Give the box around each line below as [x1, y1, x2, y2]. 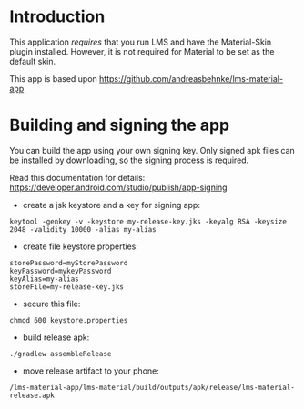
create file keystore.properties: [22, 241, 138, 252]
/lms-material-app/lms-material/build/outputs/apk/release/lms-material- [9, 383, 296, 392]
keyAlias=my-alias [9, 274, 79, 284]
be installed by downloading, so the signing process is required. [9, 155, 249, 165]
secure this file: [22, 298, 81, 309]
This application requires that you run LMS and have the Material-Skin [9, 36, 272, 47]
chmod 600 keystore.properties [9, 315, 128, 324]
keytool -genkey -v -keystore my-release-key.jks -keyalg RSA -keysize [9, 216, 287, 226]
